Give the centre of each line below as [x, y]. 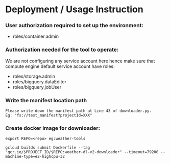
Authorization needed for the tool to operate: [62, 50]
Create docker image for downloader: [53, 128]
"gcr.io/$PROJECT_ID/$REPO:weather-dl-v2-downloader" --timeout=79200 [82, 152]
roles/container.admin [36, 36]
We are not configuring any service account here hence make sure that [80, 61]
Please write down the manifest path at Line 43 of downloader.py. [79, 111]
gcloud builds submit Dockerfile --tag [48, 148]
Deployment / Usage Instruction [75, 9]
